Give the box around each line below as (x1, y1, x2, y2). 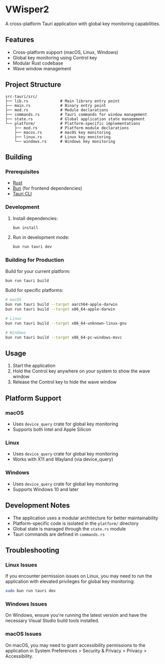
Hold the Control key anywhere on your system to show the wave (12, 368, 150, 374)
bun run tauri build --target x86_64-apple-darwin (5, 307, 115, 312)
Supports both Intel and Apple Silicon (12, 426, 91, 433)
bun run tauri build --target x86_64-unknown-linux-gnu (5, 321, 127, 326)
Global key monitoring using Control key (12, 54, 97, 61)
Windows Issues (5, 600, 48, 608)
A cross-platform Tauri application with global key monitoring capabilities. (5, 21, 161, 27)
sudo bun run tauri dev (5, 589, 56, 594)
